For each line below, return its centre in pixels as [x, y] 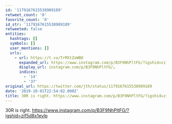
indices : [28, 72]
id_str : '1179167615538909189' [39, 24]
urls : [16, 53]
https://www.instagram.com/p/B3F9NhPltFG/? [81, 110]
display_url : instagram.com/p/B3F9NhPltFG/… [67, 67]
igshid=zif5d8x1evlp [26, 116]
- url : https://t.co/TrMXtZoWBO [49, 58]
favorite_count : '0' [27, 19]
